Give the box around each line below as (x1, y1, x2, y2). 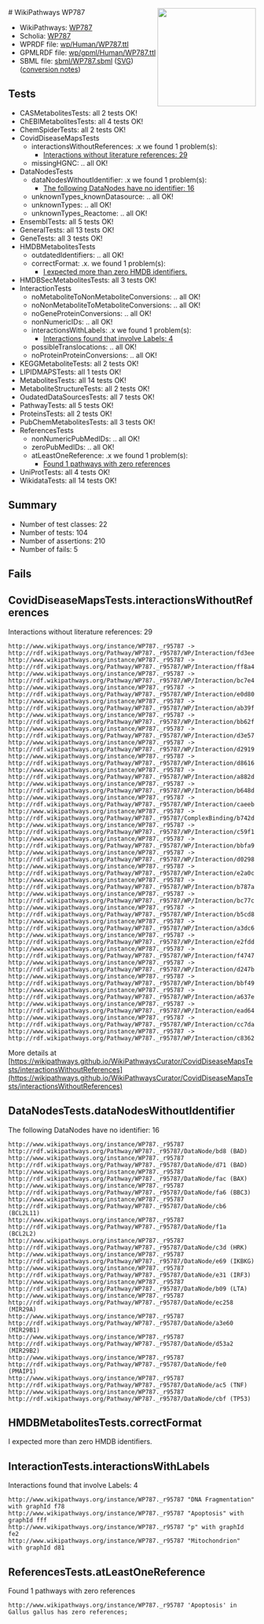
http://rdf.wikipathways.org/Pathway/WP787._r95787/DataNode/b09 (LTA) (8, 1284, 247, 1292)
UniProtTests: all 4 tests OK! (19, 467, 111, 476)
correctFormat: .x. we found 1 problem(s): (31, 259, 167, 268)
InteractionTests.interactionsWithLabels (8, 1460, 211, 1473)
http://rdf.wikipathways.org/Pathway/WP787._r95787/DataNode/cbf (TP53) (8, 1394, 251, 1402)
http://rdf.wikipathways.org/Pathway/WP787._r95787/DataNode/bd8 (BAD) (8, 1147, 247, 1155)
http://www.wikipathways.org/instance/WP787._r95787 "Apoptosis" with (8, 1509, 244, 1518)
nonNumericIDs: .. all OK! (31, 317, 113, 326)
